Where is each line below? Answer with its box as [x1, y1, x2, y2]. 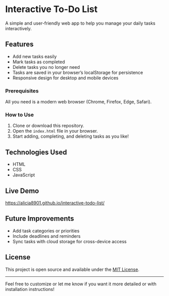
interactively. [5, 25, 32, 31]
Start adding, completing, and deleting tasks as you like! [12, 133, 129, 139]
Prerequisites [5, 87, 39, 94]
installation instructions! [5, 286, 55, 292]
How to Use [5, 111, 34, 118]
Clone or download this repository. [12, 123, 84, 129]
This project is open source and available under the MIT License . [5, 266, 140, 272]
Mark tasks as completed [12, 59, 65, 65]
